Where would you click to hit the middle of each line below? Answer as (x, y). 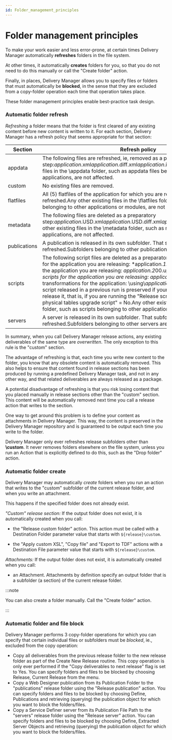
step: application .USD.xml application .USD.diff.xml (102, 221)
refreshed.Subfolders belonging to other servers (100, 324)
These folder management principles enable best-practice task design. (80, 101)
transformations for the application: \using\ (94, 283)
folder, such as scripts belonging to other (92, 309)
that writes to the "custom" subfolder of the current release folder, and (80, 488)
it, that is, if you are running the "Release (110, 296)
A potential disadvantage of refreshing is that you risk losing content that (82, 389)
